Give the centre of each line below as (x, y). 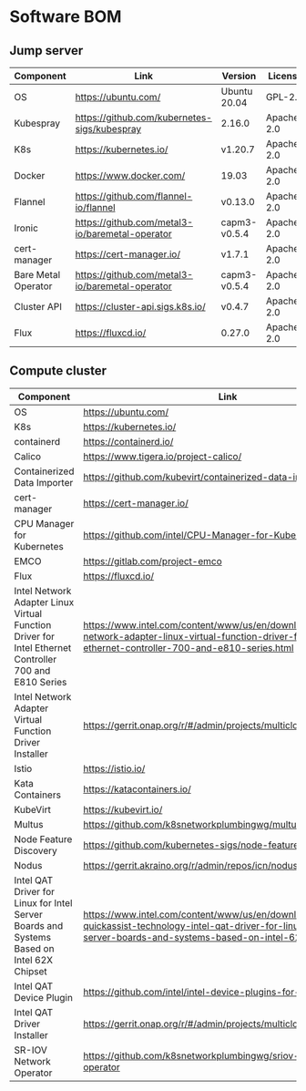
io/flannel (95, 207)
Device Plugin (43, 997)
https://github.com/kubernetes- (143, 118)
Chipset (31, 971)
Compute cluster (58, 371)
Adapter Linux (44, 602)
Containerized (44, 471)
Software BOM (66, 17)
